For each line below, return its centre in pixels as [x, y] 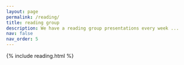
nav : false [20, 34]
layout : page [22, 12]
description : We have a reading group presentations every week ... [93, 28]
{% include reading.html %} [40, 56]
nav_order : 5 [22, 39]
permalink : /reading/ [33, 17]
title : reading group [33, 22]
